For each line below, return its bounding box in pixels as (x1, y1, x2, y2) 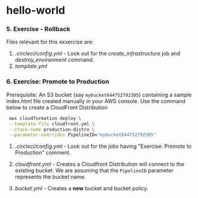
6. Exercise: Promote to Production (6, 78, 109, 86)
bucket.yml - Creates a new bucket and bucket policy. (14, 185, 148, 192)
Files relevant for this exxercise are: (6, 38, 94, 45)
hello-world (6, 4, 66, 17)
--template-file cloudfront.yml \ (8, 120, 95, 127)
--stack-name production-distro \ (8, 126, 95, 132)
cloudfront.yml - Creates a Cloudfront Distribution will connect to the (14, 160, 184, 168)
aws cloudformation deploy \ (8, 115, 82, 121)
